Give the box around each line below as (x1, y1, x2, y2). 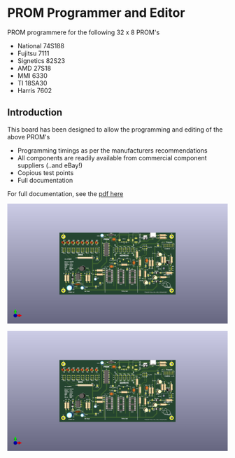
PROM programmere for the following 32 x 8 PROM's (7, 28, 160, 36)
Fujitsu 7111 (17, 49, 50, 57)
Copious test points (17, 168, 74, 176)
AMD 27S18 (17, 64, 51, 72)
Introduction (7, 106, 63, 118)
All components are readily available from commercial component (17, 153, 208, 162)
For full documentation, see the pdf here (7, 189, 124, 197)
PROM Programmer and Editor (7, 5, 185, 21)
